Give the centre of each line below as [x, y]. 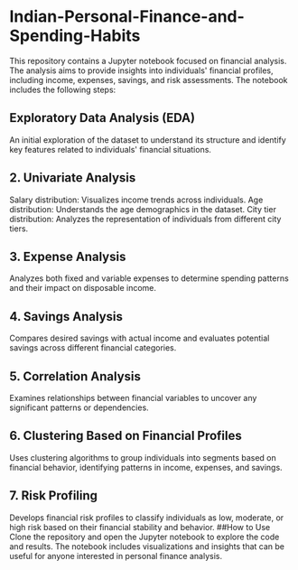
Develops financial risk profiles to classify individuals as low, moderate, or [147, 518]
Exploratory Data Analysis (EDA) [102, 118]
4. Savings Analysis [66, 317]
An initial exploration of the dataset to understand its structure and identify [148, 140]
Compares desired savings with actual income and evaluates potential [140, 338]
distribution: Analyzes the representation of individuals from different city [145, 219]
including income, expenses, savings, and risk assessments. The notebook [149, 79]
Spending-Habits [75, 36]
